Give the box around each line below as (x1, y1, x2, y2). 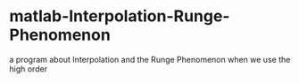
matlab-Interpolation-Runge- (9, 6, 230, 26)
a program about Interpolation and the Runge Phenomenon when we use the (9, 54, 291, 64)
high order (9, 64, 47, 74)
